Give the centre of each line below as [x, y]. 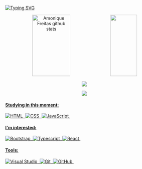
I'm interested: [21, 127]
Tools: [12, 150]
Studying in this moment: [32, 105]
